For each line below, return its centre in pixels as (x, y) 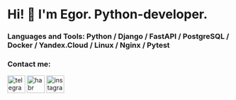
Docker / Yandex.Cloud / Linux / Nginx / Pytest (89, 45)
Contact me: (29, 64)
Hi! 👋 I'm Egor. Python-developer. (107, 14)
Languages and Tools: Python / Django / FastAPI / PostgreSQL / (118, 37)
